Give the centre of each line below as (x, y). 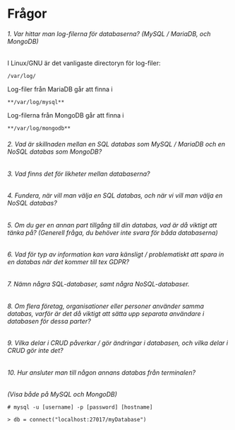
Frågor (27, 14)
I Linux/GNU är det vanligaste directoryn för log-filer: (84, 63)
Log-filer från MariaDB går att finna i (60, 89)
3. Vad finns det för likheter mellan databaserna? (79, 174)
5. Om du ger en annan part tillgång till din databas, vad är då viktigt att (112, 225)
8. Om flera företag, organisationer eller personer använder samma (106, 306)
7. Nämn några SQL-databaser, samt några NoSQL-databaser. (98, 284)
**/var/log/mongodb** (39, 129)
